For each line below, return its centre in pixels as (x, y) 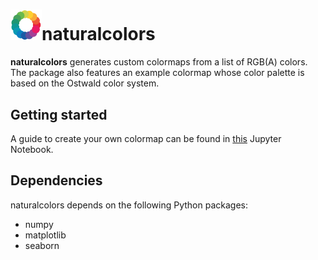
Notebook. (32, 149)
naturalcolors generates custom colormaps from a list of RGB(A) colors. (159, 62)
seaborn (42, 245)
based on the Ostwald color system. (85, 83)
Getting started (59, 114)
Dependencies (56, 180)
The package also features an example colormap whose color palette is (157, 73)
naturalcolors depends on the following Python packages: (129, 205)
